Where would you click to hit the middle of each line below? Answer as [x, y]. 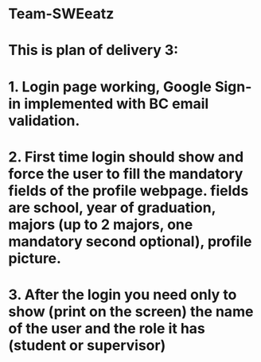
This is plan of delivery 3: [93, 51]
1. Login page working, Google [110, 86]
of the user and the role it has [107, 328]
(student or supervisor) [87, 345]
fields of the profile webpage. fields [129, 191]
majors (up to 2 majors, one [101, 224]
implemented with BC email [116, 103]
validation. [44, 121]
